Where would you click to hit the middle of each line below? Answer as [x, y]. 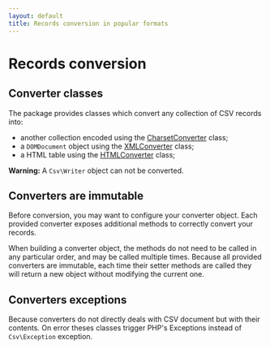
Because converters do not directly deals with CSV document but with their [135, 319]
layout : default [36, 16]
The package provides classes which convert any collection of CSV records [135, 113]
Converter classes [56, 94]
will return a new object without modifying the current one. [107, 274]
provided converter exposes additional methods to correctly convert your [131, 224]
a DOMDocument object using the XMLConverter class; [107, 146]
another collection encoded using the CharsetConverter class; [124, 137]
